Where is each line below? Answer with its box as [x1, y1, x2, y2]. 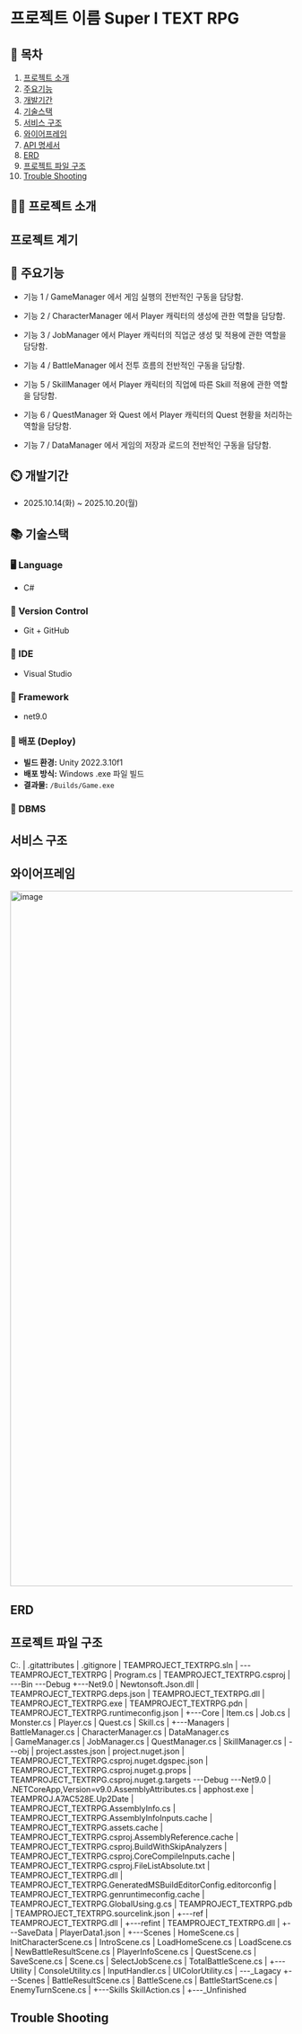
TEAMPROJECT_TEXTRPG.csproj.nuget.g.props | [10, 1764, 192, 1775]
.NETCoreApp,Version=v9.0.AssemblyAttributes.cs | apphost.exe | [10, 1783, 255, 1794]
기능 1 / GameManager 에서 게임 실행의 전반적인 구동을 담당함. [22, 291, 245, 302]
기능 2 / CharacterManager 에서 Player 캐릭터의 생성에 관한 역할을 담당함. [22, 310, 286, 321]
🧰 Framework [10, 690, 70, 703]
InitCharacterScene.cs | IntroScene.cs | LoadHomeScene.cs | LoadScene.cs [10, 1936, 292, 1947]
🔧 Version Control [10, 605, 89, 617]
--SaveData [10, 1927, 53, 1938]
